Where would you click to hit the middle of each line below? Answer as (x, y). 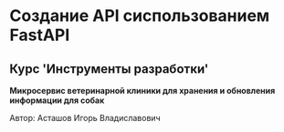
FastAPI (40, 35)
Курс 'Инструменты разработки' (109, 69)
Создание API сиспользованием (140, 16)
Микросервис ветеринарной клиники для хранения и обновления (142, 91)
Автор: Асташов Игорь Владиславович (85, 118)
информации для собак (57, 100)
